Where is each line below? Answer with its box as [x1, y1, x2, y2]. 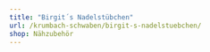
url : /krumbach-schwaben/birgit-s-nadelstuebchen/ [9, 21, 202, 30]
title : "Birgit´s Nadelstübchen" [9, 12, 134, 22]
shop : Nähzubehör [9, 29, 74, 38]
